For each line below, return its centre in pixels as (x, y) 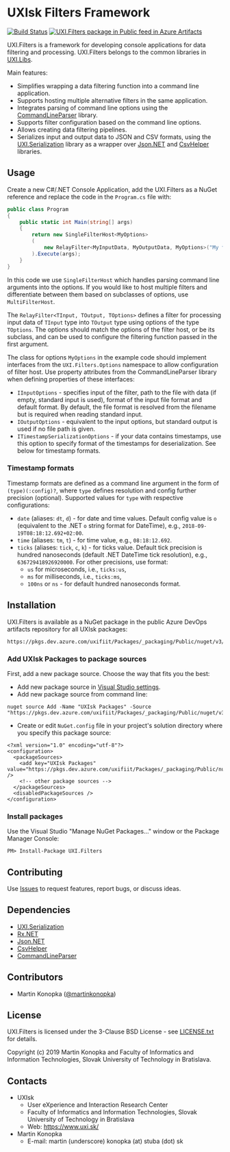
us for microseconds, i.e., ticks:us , (77, 569)
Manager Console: (33, 839)
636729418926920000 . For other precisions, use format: (92, 562)
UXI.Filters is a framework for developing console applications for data (107, 45)
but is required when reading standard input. (80, 414)
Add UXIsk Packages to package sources (77, 659)
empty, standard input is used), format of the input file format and (110, 399)
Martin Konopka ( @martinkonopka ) (66, 994)
